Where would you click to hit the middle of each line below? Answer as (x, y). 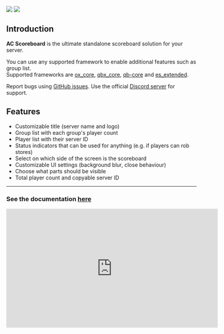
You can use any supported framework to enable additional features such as (101, 62)
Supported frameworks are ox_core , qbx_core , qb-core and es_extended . (98, 74)
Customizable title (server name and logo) (67, 126)
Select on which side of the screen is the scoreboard (81, 158)
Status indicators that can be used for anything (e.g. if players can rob (102, 146)
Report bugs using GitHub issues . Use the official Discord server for (91, 86)
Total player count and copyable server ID (67, 178)
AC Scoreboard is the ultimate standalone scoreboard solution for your (94, 43)
